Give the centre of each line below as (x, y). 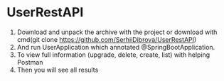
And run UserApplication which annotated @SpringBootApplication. (116, 47)
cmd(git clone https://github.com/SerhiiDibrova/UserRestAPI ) (107, 39)
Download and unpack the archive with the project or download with (117, 32)
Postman (30, 62)
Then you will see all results (58, 70)
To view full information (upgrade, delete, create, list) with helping (113, 55)
